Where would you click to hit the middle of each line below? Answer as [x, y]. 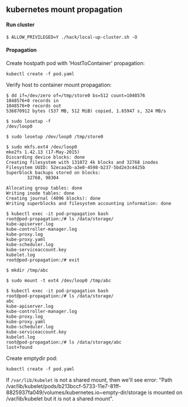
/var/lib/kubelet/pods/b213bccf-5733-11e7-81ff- [64, 386]
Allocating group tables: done [44, 188]
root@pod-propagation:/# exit [43, 260]
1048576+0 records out [34, 106]
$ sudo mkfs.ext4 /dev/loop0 [42, 147]
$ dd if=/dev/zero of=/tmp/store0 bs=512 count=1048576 [76, 95]
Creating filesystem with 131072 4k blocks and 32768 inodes [82, 162]
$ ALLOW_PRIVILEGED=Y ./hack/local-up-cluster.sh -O [72, 37]
